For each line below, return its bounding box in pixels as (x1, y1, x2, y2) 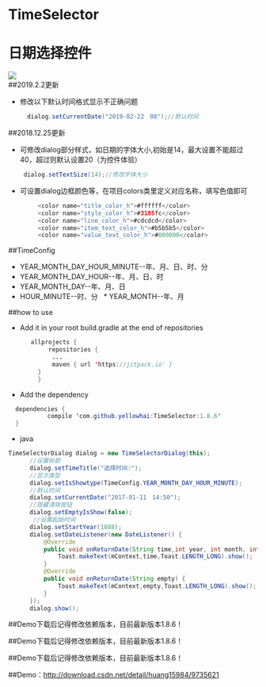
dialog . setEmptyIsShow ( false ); (28, 509, 133, 516)
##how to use (8, 308, 54, 317)
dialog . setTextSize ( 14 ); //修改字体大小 (23, 171, 148, 178)
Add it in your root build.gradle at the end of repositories (19, 323, 203, 332)
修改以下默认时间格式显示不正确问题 (19, 97, 139, 106)
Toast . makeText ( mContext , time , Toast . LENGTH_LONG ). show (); (58, 553, 253, 561)
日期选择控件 (8, 44, 93, 63)
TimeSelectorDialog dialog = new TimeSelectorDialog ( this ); (8, 450, 211, 458)
